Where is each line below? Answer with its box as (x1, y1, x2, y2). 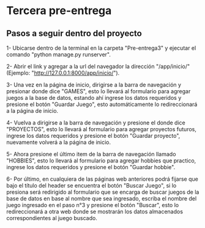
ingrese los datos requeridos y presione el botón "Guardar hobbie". (6, 164, 176, 170)
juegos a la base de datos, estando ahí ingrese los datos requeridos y (6, 94, 182, 101)
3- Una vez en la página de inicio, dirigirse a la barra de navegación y (6, 81, 182, 88)
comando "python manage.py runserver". (6, 51, 111, 58)
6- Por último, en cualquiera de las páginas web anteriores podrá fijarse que (6, 175, 199, 183)
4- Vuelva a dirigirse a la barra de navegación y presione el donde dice (6, 119, 185, 126)
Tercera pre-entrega (6, 4, 112, 18)
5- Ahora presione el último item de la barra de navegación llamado (6, 151, 176, 158)
